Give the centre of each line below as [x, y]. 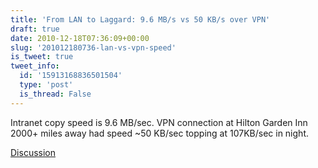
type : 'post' [46, 85]
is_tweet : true [42, 57]
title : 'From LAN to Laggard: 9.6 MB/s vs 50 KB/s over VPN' [140, 19]
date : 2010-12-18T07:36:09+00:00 [80, 38]
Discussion [33, 152]
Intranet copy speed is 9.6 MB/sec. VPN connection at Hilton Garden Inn [159, 122]
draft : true [35, 29]
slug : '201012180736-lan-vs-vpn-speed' [93, 47]
